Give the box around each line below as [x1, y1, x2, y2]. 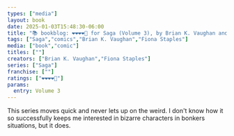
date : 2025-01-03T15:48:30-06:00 [7, 23, 104, 30]
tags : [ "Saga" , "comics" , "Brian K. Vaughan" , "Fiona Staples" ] [7, 36, 189, 43]
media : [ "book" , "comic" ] [7, 42, 79, 49]
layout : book [7, 17, 45, 24]
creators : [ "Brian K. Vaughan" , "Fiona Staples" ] [7, 56, 151, 62]
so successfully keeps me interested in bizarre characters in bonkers [7, 114, 205, 122]
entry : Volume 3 [13, 87, 61, 94]
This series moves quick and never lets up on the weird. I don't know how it [7, 107, 224, 115]
